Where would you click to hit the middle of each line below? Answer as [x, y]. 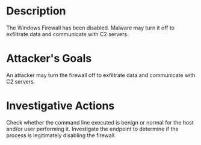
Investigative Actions [60, 106]
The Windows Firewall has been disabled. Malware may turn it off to [90, 28]
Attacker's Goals [49, 59]
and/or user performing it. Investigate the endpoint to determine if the [92, 129]
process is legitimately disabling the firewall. [61, 135]
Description [36, 11]
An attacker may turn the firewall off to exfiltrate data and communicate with [101, 75]
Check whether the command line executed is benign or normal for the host [100, 122]
